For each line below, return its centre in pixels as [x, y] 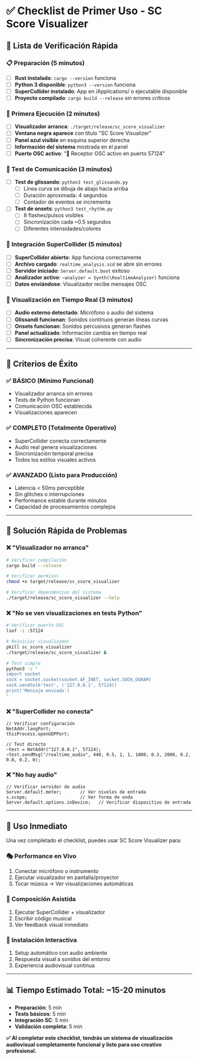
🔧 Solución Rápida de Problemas [67, 531]
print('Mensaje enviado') [38, 691]
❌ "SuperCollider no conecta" [50, 711]
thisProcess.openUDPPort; [38, 734]
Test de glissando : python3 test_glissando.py [71, 182]
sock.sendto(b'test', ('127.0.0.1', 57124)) [62, 685]
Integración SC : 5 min [42, 1020]
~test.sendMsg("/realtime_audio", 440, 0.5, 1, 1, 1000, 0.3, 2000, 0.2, [99, 755]
